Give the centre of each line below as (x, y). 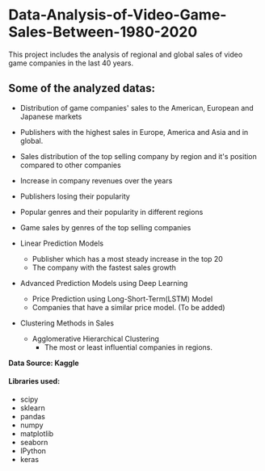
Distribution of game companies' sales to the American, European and (137, 107)
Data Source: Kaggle (44, 363)
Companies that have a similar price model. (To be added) (128, 307)
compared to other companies (70, 165)
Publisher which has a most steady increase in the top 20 (128, 259)
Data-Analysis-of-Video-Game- (118, 15)
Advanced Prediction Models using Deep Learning (104, 283)
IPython (33, 451)
